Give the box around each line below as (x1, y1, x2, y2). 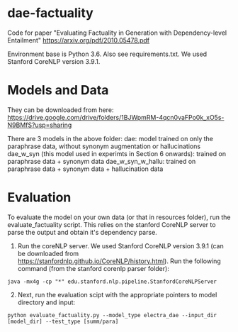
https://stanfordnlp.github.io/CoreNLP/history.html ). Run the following (17, 257, 221, 265)
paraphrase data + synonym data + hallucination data (7, 165, 164, 173)
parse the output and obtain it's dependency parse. (7, 228, 157, 236)
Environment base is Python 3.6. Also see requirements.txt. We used (7, 50, 208, 58)
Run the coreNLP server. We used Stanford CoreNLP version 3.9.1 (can (17, 241, 225, 250)
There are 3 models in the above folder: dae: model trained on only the (7, 134, 214, 143)
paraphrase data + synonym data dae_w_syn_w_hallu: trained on (7, 157, 196, 165)
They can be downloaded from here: (7, 105, 114, 114)
